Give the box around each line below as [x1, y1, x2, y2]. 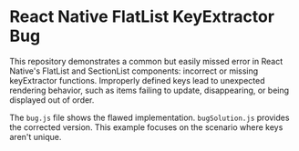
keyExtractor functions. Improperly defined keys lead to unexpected [9, 75, 266, 86]
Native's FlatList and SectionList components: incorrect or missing [9, 65, 259, 76]
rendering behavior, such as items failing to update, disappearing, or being [9, 85, 290, 96]
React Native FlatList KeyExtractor [9, 6, 275, 27]
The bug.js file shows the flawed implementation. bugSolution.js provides [9, 112, 290, 123]
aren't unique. [9, 131, 62, 142]
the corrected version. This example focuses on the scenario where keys [9, 121, 284, 133]
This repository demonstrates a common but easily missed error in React [9, 55, 284, 66]
